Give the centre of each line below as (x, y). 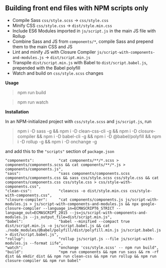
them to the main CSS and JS (42, 46)
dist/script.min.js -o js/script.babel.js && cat (58, 226)
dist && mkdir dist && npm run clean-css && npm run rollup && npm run (81, 256)
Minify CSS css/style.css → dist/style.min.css (62, 25)
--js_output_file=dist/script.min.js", (71, 217)
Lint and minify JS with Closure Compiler (54, 52)
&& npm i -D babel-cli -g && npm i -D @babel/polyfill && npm (99, 136)
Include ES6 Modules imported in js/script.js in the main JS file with (84, 31)
